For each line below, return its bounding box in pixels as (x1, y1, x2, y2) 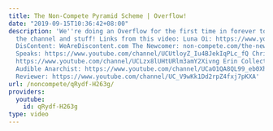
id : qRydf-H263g (23, 103, 79, 111)
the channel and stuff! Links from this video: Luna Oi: (15, 34, 213, 43)
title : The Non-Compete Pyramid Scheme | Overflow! (8, 11, 187, 20)
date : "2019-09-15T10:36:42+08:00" (8, 20, 129, 28)
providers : (8, 87, 45, 96)
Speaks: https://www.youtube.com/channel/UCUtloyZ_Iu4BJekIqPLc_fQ (15, 50, 249, 58)
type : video (8, 111, 49, 119)
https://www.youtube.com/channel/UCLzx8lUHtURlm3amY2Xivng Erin (15, 58, 238, 66)
